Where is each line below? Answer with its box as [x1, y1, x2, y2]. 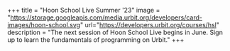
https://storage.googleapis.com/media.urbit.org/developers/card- [10, 13, 202, 22]
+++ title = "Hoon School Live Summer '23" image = [7, 6, 160, 14]
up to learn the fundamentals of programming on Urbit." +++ [7, 36, 185, 44]
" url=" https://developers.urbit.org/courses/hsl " [80, 21, 220, 29]
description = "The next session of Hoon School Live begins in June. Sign [7, 28, 224, 36]
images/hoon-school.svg [7, 21, 80, 29]
